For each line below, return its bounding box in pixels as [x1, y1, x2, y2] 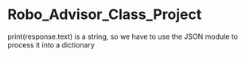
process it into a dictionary [7, 40, 95, 49]
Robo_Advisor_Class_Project [7, 6, 202, 24]
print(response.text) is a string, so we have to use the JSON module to [7, 32, 238, 41]
